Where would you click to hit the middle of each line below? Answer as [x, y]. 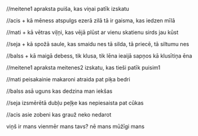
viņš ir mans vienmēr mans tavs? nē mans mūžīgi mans [76, 126]
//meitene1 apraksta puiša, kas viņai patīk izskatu [68, 9]
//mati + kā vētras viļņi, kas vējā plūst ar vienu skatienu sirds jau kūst [92, 32]
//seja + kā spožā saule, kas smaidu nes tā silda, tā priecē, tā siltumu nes [98, 44]
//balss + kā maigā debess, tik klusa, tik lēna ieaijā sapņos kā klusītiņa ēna [99, 56]
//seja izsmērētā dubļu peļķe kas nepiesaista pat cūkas [75, 103]
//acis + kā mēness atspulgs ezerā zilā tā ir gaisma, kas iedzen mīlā [91, 20]
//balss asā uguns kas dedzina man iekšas [59, 91]
